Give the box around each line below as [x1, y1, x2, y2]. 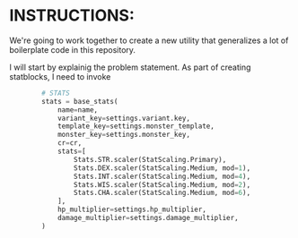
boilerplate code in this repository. [9, 44, 136, 55]
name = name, [57, 105, 99, 115]
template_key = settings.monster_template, [57, 122, 215, 131]
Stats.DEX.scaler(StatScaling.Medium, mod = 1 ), [73, 163, 251, 173]
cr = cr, [57, 139, 83, 148]
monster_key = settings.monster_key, [57, 131, 191, 140]
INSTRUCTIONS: [9, 5, 135, 26]
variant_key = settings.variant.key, [57, 114, 191, 123]
